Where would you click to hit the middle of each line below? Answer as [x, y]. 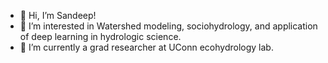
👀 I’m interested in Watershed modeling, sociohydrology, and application [168, 26]
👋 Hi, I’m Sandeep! [58, 15]
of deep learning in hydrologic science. [100, 36]
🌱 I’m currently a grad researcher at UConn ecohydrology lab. [146, 47]
